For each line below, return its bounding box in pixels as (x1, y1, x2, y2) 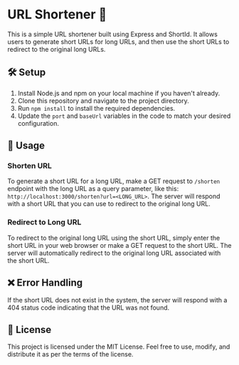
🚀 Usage (7, 140, 45, 152)
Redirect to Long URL (7, 217, 82, 227)
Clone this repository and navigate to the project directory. (17, 96, 190, 105)
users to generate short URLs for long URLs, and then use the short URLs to (7, 37, 230, 45)
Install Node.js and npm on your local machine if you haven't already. (17, 89, 221, 97)
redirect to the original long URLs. (7, 45, 106, 53)
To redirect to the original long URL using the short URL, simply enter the (7, 234, 221, 242)
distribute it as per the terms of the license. (7, 350, 134, 359)
